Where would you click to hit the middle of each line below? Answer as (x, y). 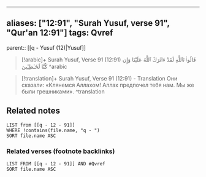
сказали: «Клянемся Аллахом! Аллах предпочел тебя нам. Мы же (108, 85)
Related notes (33, 111)
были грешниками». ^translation (63, 91)
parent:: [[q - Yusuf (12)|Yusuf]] (46, 47)
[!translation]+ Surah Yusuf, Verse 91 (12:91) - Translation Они (99, 78)
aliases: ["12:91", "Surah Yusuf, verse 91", (88, 23)
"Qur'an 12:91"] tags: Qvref (60, 33)
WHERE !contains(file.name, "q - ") (53, 130)
